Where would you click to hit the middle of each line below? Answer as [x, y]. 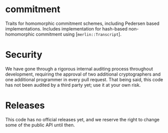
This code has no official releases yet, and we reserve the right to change [82, 119]
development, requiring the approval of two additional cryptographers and [83, 74]
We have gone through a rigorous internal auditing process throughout [79, 69]
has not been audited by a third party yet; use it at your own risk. [73, 85]
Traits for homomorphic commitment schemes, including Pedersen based [82, 23]
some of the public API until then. [40, 125]
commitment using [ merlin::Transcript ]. [78, 34]
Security [24, 55]
